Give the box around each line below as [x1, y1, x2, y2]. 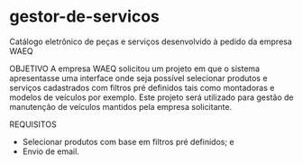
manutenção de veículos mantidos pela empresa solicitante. [9, 101, 233, 112]
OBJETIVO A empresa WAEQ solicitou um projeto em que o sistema [9, 63, 260, 74]
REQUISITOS [9, 119, 57, 130]
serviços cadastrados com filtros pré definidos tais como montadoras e [9, 82, 275, 93]
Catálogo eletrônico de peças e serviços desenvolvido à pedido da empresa [9, 36, 293, 47]
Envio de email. [22, 146, 79, 157]
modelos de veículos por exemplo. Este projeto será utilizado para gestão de [9, 92, 294, 103]
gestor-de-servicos [9, 6, 161, 27]
